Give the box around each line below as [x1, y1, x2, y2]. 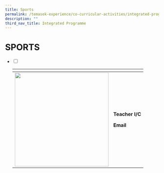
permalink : [5, 12, 27, 17]
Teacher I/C [113, 110, 142, 117]
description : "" [5, 16, 38, 21]
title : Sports [5, 7, 34, 12]
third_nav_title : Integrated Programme [5, 21, 86, 26]
